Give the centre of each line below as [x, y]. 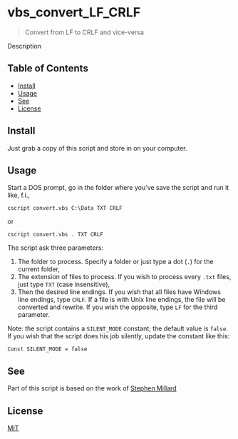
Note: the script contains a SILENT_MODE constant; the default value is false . [118, 328]
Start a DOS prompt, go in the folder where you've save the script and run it [118, 188]
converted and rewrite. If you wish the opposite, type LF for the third [118, 307]
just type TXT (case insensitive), [64, 284]
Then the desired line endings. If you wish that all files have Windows [119, 292]
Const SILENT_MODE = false [47, 349]
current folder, [39, 269]
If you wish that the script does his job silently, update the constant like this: [119, 336]
